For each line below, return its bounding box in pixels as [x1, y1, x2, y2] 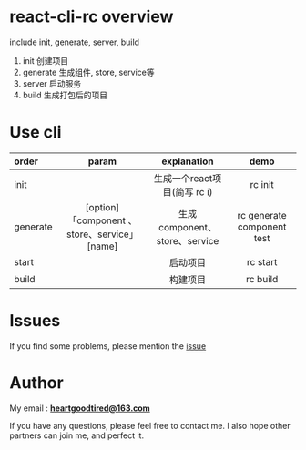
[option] [85, 200, 120, 213]
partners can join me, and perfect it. [9, 430, 144, 441]
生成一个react [153, 171, 213, 184]
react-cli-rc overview [9, 6, 174, 27]
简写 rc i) [175, 185, 213, 198]
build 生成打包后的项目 [22, 89, 107, 100]
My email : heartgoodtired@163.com [9, 403, 150, 414]
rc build [245, 272, 279, 285]
